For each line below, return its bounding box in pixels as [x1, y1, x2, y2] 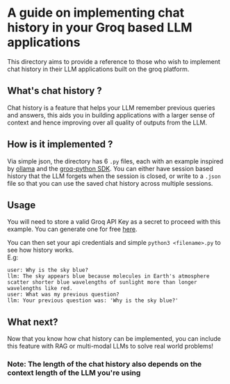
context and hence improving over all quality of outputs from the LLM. [7, 118, 207, 127]
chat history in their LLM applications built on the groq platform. [7, 65, 190, 73]
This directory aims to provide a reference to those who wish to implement [7, 57, 220, 65]
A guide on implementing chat [7, 5, 185, 21]
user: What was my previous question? [7, 291, 120, 298]
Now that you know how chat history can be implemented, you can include [7, 335, 221, 343]
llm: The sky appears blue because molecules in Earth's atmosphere [7, 273, 210, 280]
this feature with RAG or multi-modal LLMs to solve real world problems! [7, 342, 214, 351]
